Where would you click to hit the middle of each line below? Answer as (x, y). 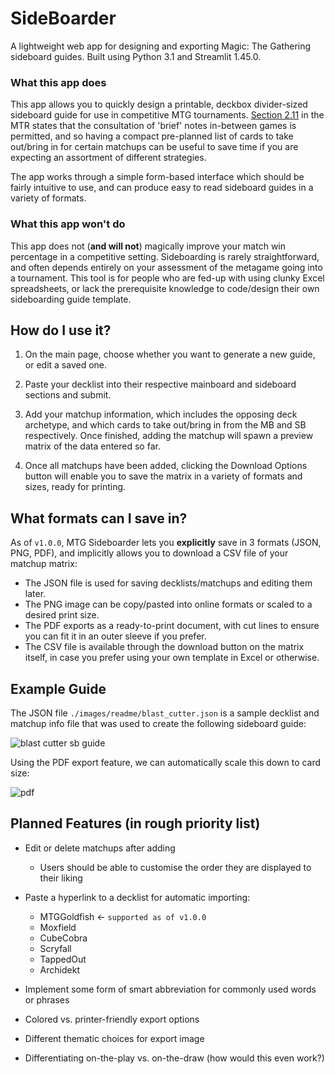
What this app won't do (68, 224)
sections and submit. (68, 395)
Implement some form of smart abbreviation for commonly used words (170, 989)
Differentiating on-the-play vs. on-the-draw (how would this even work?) (174, 1058)
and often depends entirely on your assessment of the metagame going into (166, 267)
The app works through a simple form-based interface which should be (157, 177)
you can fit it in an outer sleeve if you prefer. (115, 636)
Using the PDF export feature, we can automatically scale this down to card (166, 762)
